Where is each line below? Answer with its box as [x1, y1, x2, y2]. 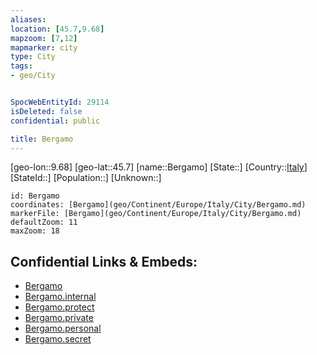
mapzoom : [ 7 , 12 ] [10, 33, 78, 43]
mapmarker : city [10, 42, 78, 53]
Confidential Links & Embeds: [10, 253, 198, 270]
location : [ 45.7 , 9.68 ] [10, 24, 105, 34]
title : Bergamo [10, 134, 74, 144]
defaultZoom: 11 [10, 217, 78, 228]
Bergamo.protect [24, 301, 95, 313]
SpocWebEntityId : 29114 [10, 97, 110, 107]
